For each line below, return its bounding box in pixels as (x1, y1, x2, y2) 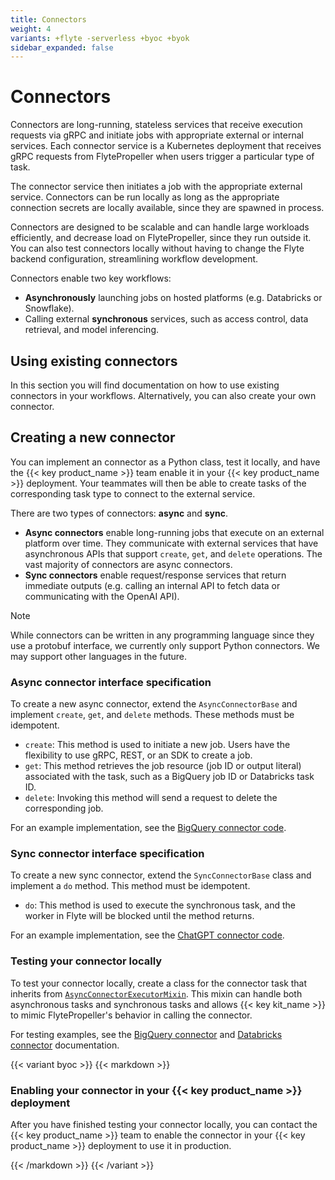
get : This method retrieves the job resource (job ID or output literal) (24, 760, 302, 772)
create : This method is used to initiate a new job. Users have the (24, 739, 291, 751)
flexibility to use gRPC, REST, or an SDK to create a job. (24, 749, 253, 761)
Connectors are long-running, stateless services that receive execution (10, 119, 303, 131)
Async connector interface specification (10, 675, 212, 689)
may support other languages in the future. (10, 650, 187, 662)
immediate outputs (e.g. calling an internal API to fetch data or (24, 579, 281, 591)
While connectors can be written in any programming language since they (10, 629, 315, 641)
